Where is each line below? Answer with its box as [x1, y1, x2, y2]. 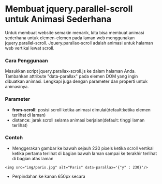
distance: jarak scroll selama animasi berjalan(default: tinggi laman [12, 117, 145, 123]
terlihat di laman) [12, 112, 46, 118]
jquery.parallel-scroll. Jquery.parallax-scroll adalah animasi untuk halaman [5, 40, 153, 46]
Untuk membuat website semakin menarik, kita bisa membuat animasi [5, 30, 144, 35]
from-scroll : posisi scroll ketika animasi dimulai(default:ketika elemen [12, 107, 151, 112]
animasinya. [5, 84, 29, 90]
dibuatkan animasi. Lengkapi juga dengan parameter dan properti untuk [5, 78, 148, 84]
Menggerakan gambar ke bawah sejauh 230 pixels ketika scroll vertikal [12, 145, 154, 151]
